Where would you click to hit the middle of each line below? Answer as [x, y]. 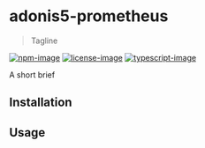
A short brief [32, 74]
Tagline [44, 41]
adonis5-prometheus [89, 16]
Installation [41, 103]
